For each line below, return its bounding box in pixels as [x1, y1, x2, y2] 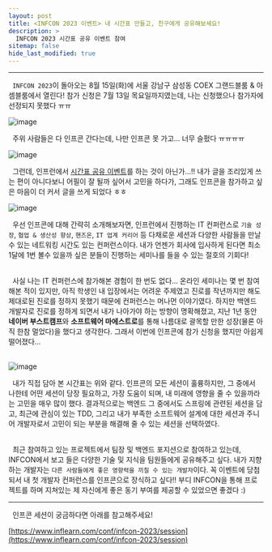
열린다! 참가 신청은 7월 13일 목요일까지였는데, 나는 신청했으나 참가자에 [43, 91, 264, 100]
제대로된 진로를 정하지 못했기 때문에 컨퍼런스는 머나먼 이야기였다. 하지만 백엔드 [8, 297, 257, 306]
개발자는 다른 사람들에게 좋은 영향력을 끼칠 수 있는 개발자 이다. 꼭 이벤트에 [23, 465, 245, 474]
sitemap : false [8, 42, 60, 50]
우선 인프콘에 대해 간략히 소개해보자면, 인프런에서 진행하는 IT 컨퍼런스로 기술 [11, 220, 253, 229]
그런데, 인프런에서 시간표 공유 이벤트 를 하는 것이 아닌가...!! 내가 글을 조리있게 [11, 167, 253, 176]
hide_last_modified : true [8, 49, 96, 58]
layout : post [8, 11, 53, 20]
